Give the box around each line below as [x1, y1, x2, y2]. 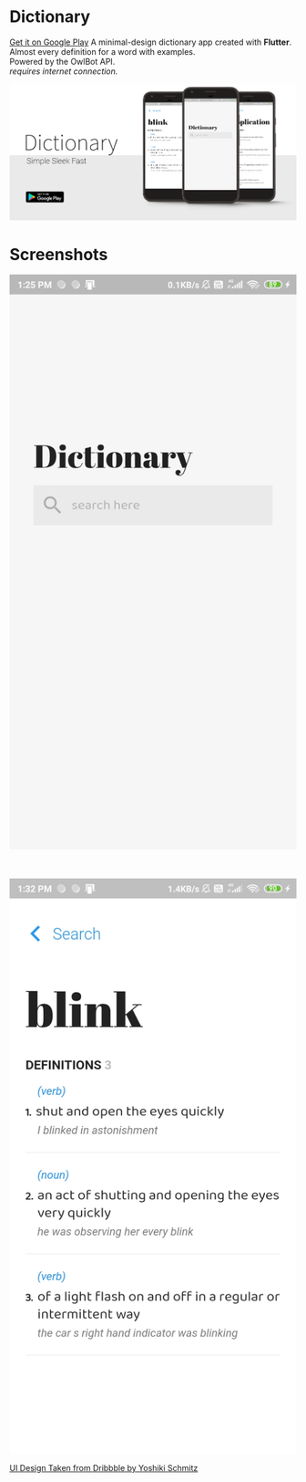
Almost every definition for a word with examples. [9, 46, 196, 57]
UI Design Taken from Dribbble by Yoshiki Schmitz [9, 1463, 199, 1474]
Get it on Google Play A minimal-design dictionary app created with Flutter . [9, 37, 292, 47]
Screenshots [9, 244, 108, 265]
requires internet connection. [9, 66, 118, 77]
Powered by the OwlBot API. [9, 56, 116, 67]
